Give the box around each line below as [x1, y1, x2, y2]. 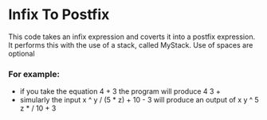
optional [8, 48, 35, 58]
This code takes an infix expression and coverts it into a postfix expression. [8, 32, 256, 41]
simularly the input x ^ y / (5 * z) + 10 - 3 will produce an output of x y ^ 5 [19, 95, 259, 105]
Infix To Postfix [8, 6, 110, 24]
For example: [8, 68, 60, 79]
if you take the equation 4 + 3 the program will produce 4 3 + [19, 87, 221, 96]
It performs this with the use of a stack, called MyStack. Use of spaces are [8, 40, 253, 49]
